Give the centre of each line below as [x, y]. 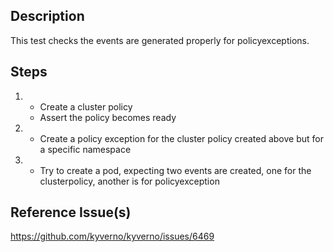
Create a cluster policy [86, 106]
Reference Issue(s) [71, 212]
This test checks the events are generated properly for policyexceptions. [160, 40]
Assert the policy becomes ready [108, 117]
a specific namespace [85, 149]
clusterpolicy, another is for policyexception [129, 181]
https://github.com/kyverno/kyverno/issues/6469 [112, 236]
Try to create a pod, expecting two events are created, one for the [175, 170]
